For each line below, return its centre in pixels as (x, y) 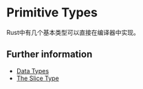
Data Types (33, 71)
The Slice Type (37, 78)
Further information (49, 54)
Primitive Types (52, 13)
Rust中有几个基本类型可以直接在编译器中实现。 (73, 32)
